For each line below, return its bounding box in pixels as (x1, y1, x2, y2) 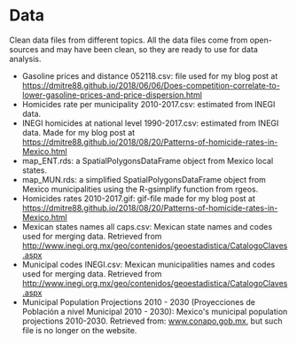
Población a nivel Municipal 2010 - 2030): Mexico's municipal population (21, 306, 288, 317)
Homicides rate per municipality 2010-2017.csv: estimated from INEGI (21, 98, 276, 109)
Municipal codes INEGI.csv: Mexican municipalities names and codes (21, 259, 276, 270)
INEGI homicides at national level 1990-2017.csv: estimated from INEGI (21, 117, 279, 129)
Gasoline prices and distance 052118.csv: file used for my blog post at (21, 70, 278, 81)
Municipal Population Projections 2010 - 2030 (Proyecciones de (21, 296, 255, 307)
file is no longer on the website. (21, 324, 137, 335)
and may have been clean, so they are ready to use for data (40, 43, 259, 54)
